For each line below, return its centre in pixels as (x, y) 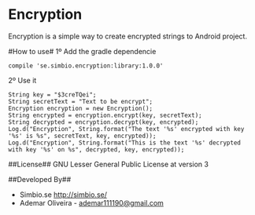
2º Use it (22, 80)
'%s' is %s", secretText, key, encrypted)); (82, 136)
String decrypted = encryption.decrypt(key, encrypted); (103, 122)
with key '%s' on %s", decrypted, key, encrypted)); (96, 149)
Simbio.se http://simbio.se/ (63, 195)
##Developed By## (40, 179)
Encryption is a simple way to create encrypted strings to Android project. (128, 36)
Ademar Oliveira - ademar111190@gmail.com (91, 202)
